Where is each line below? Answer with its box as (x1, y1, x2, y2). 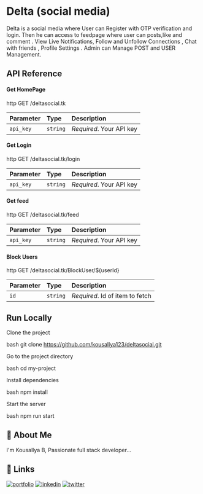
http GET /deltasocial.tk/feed (6, 211, 80, 218)
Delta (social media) (6, 4, 110, 18)
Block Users (6, 253, 38, 261)
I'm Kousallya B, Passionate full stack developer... (6, 446, 132, 453)
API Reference (6, 69, 63, 79)
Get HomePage (6, 85, 46, 93)
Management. (6, 50, 42, 58)
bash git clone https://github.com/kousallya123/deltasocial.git (6, 340, 162, 348)
